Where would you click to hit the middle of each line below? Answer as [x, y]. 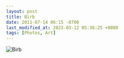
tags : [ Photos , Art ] [31, 33]
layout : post [22, 11]
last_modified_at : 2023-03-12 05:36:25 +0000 [62, 28]
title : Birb [20, 17]
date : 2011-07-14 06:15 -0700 [43, 22]
